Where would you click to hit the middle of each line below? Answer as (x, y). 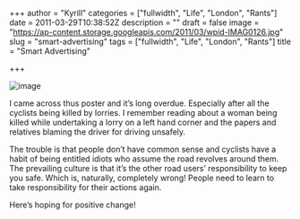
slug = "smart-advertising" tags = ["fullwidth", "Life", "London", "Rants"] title (150, 41)
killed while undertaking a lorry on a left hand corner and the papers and (143, 122)
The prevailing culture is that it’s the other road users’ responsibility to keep (148, 168)
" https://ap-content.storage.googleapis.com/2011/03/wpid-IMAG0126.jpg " (146, 32)
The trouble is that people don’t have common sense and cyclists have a (143, 149)
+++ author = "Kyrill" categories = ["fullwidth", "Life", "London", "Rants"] (143, 13)
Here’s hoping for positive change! (73, 205)
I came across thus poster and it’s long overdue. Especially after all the (140, 103)
